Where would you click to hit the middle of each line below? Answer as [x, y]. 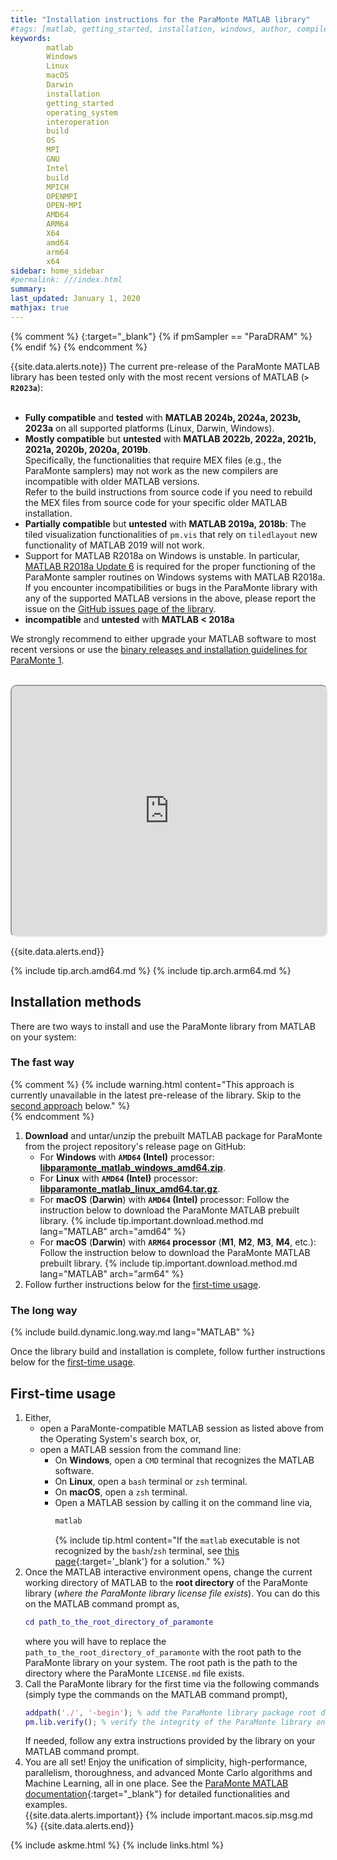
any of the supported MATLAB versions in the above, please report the [170, 598]
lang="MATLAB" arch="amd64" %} [113, 1231]
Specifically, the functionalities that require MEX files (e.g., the [153, 460]
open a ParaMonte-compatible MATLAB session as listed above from [182, 1428]
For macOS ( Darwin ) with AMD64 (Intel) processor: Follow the [164, 1199]
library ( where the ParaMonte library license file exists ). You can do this [172, 1593]
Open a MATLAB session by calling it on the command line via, [183, 1502]
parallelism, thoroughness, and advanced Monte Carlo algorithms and [168, 1773]
